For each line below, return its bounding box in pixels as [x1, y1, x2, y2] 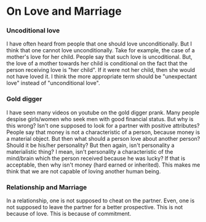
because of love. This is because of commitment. [6, 210, 132, 218]
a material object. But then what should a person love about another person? [6, 135, 200, 142]
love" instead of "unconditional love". [6, 79, 100, 87]
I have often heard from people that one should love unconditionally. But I [6, 40, 192, 47]
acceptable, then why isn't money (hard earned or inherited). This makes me [6, 161, 200, 168]
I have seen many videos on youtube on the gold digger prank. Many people [6, 109, 200, 116]
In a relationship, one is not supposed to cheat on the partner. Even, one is [6, 197, 195, 204]
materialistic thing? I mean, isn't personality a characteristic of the [6, 148, 173, 155]
